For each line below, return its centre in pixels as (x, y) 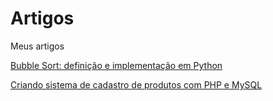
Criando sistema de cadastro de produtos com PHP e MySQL (136, 84)
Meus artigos (37, 46)
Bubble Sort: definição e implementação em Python (116, 65)
